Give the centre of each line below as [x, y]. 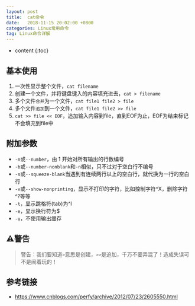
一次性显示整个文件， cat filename [56, 86]
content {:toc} [32, 50]
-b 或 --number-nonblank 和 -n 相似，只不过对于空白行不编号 [84, 166]
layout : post [22, 12]
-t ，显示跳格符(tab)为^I [43, 203]
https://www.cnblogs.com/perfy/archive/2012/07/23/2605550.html [96, 297]
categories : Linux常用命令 [38, 28]
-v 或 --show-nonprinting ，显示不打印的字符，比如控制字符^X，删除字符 [101, 189]
